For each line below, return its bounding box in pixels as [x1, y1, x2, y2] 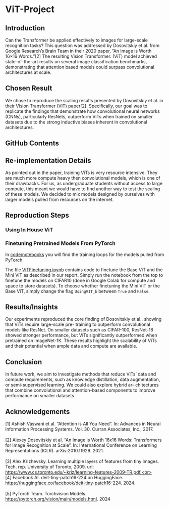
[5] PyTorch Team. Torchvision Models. [5, 491, 87, 497]
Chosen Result [5, 84, 52, 93]
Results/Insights [5, 303, 58, 312]
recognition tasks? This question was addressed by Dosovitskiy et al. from [5, 43, 160, 49]
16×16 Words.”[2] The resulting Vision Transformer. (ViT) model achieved [5, 53, 157, 59]
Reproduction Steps [5, 211, 69, 220]
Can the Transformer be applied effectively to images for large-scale [5, 37, 148, 43]
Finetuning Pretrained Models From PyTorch [5, 240, 116, 247]
